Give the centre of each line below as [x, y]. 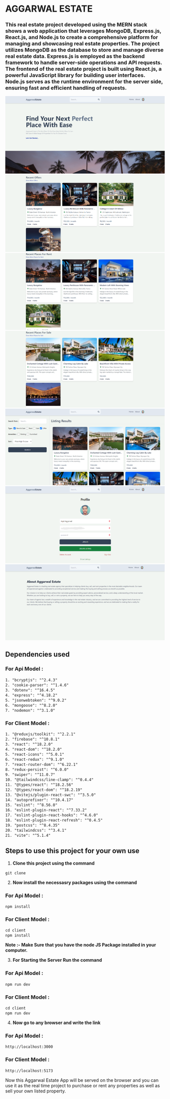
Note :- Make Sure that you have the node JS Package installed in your [81, 945]
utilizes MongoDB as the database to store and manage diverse [84, 50]
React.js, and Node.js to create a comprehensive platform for [82, 37]
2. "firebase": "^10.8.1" [32, 739]
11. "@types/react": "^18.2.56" [39, 785]
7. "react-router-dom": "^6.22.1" [42, 764]
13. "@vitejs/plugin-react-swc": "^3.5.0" [51, 795]
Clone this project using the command [54, 863]
